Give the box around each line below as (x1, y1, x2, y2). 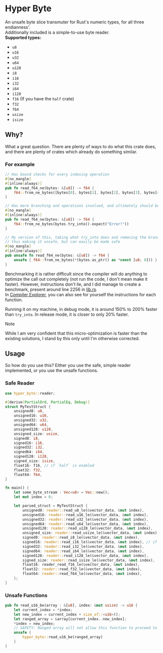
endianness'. (5, 24, 31, 30)
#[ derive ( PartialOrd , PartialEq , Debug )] (5, 400, 90, 404)
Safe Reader (5, 380, 35, 386)
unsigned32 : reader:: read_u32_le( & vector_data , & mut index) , (22, 517, 149, 522)
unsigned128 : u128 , (14, 427, 53, 432)
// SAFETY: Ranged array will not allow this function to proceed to (14, 626, 158, 631)
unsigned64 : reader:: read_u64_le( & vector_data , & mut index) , (22, 521, 149, 526)
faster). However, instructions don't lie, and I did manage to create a (5, 281, 141, 287)
